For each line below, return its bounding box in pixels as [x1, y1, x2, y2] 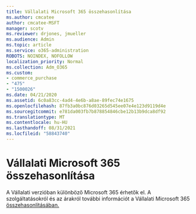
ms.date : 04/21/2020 [6, 92, 58, 98]
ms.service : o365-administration [6, 48, 89, 54]
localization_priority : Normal [6, 58, 84, 64]
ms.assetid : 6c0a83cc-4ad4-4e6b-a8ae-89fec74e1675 [6, 97, 134, 103]
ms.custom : [6, 70, 33, 76]
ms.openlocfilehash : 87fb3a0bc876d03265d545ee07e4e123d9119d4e [6, 103, 166, 109]
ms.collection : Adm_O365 [6, 64, 68, 70]
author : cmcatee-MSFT [6, 20, 60, 26]
